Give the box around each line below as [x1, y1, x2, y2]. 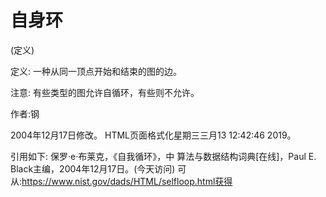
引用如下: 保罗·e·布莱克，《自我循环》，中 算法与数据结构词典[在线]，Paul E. [10, 150, 317, 162]
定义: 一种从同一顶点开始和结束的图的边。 [10, 65, 182, 77]
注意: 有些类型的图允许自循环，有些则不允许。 [10, 86, 200, 98]
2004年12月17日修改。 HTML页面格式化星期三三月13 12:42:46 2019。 [10, 129, 297, 141]
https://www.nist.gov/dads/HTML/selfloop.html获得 [21, 175, 233, 187]
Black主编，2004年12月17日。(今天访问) [10, 162, 176, 175]
